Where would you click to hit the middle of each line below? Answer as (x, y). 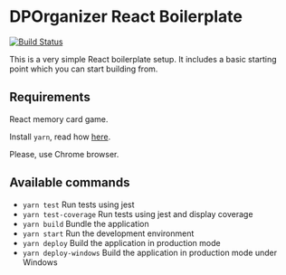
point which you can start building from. (84, 69)
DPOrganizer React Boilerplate (126, 17)
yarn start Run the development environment (108, 233)
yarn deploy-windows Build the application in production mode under (150, 252)
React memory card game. (59, 119)
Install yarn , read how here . (60, 137)
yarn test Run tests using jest (78, 204)
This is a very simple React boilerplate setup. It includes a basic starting (143, 59)
